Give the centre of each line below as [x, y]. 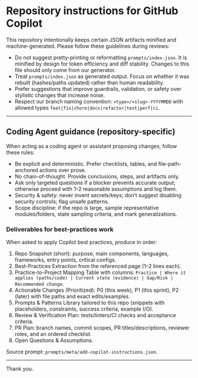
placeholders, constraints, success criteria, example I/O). [84, 309]
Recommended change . [39, 284]
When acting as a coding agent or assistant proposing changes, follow [92, 146]
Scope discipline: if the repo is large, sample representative [87, 207]
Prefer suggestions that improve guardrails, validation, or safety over [98, 89]
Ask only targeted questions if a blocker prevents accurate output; [95, 183]
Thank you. [20, 369]
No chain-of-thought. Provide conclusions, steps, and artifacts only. [97, 176]
